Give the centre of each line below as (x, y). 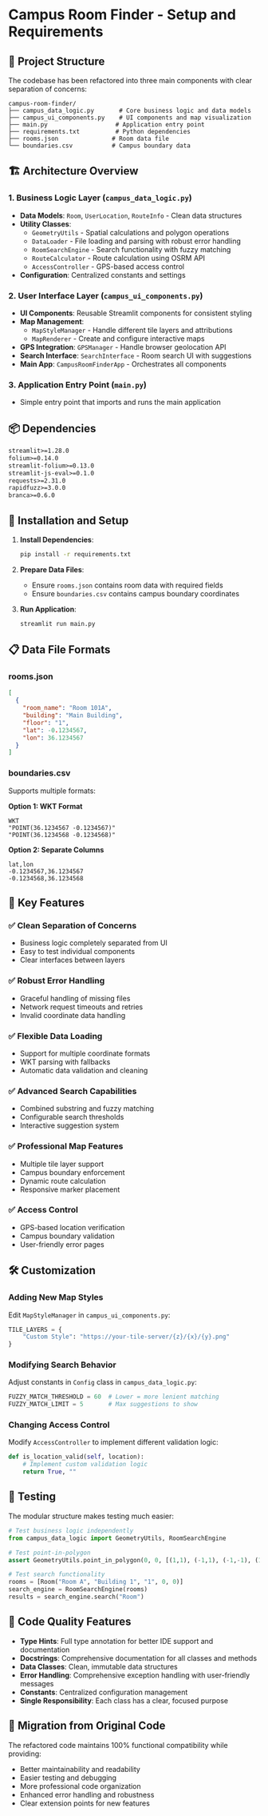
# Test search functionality (57, 1574)
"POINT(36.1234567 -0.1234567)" (62, 828)
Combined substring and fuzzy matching (87, 1108)
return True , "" (50, 1472)
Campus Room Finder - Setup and (122, 15)
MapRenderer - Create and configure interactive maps (118, 339)
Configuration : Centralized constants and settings (102, 275)
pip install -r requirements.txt (75, 555)
